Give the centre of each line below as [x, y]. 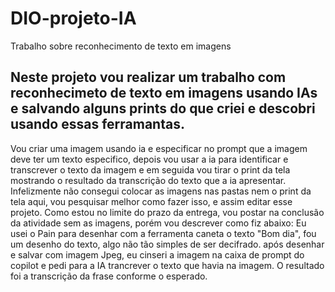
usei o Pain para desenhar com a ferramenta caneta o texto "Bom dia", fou [163, 233]
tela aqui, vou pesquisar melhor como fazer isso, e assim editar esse [151, 201]
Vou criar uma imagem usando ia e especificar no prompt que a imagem [159, 148]
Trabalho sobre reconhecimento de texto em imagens [121, 46]
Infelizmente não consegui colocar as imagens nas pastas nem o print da [161, 191]
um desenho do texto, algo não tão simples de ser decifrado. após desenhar [167, 244]
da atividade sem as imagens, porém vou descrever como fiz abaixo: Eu [158, 223]
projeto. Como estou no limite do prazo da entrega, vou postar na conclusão [167, 212]
